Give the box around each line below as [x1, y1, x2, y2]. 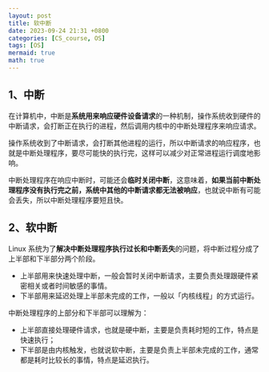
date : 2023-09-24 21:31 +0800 [8, 26, 110, 34]
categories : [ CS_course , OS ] [8, 34, 106, 42]
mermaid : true [8, 49, 56, 57]
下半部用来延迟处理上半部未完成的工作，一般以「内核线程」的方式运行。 [19, 290, 259, 301]
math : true [8, 57, 45, 65]
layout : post [8, 11, 52, 20]
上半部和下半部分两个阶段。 [8, 253, 100, 263]
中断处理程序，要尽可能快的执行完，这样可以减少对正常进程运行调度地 [22, 148, 254, 157]
